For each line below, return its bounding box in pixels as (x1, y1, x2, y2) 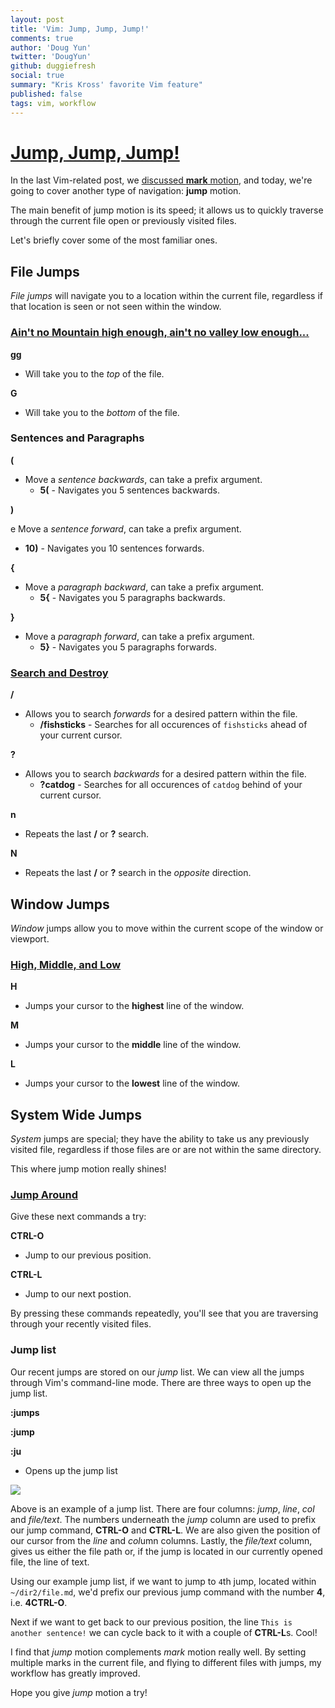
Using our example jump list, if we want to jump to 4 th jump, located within (10, 1575, 317, 1587)
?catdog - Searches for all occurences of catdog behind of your (39, 779, 303, 791)
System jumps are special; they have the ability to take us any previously (10, 1133, 310, 1145)
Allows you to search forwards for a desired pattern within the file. (24, 708, 298, 720)
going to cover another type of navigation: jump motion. (10, 185, 242, 197)
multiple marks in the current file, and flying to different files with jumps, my (10, 1656, 322, 1668)
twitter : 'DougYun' (10, 52, 92, 62)
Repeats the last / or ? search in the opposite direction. (24, 867, 252, 879)
